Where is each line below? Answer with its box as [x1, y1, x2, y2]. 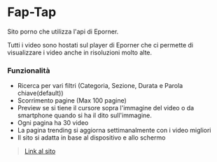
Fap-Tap [7, 4, 57, 20]
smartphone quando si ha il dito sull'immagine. [17, 111, 153, 119]
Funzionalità [7, 66, 50, 75]
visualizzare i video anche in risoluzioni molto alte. [7, 48, 153, 57]
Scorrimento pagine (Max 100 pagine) [17, 96, 127, 105]
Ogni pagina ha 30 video [17, 119, 89, 127]
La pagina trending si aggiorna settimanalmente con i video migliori [17, 126, 211, 135]
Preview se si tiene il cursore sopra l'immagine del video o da [17, 104, 195, 112]
